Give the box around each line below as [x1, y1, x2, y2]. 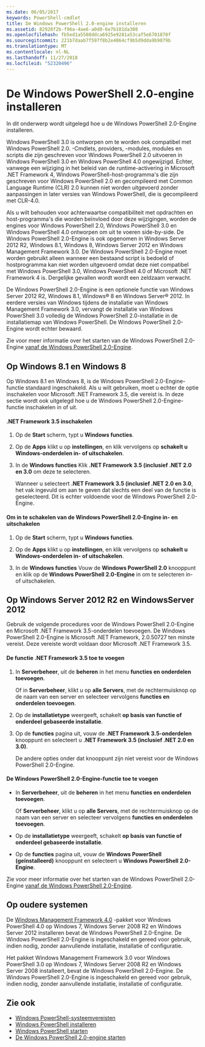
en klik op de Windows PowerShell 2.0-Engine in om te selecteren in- [15, 570, 193, 578]
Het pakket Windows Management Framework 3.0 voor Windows [6, 954, 171, 961]
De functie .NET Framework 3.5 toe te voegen [6, 654, 125, 662]
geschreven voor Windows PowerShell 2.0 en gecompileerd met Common [6, 177, 193, 185]
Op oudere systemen [6, 900, 88, 910]
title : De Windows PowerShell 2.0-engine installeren [6, 20, 147, 26]
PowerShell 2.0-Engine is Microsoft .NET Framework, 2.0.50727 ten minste [6, 634, 195, 641]
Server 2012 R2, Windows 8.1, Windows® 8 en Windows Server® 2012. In [6, 293, 190, 300]
